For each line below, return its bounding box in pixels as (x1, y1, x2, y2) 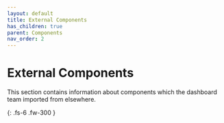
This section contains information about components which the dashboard (7, 88, 218, 96)
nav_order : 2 (7, 36, 45, 43)
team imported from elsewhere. (7, 96, 96, 104)
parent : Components (7, 29, 63, 36)
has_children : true (7, 23, 63, 30)
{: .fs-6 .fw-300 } (7, 109, 56, 117)
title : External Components (7, 16, 88, 23)
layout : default (7, 10, 53, 17)
